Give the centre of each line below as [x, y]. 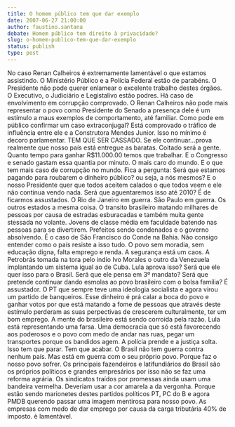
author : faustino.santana [45, 27]
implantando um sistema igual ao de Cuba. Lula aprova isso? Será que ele [114, 267]
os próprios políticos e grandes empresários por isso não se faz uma [106, 371]
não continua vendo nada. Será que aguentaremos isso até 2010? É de [109, 192]
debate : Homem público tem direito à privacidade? [83, 33]
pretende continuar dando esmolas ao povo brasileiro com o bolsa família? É [117, 282]
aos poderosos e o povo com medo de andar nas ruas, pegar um [101, 334]
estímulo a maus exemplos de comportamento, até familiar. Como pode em [116, 117]
